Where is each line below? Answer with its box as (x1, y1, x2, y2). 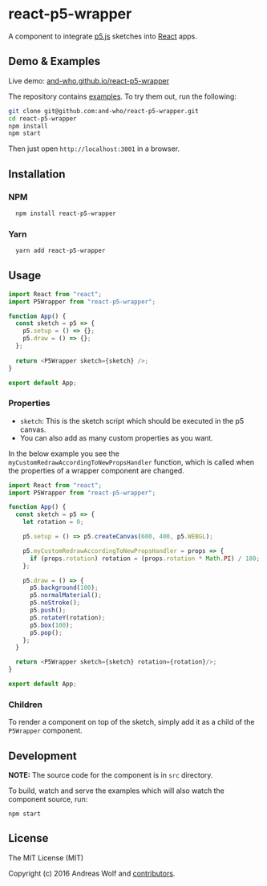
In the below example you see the (8, 449, 120, 458)
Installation (8, 167, 66, 181)
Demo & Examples (8, 55, 101, 68)
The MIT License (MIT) (8, 852, 84, 863)
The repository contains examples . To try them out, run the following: (8, 91, 237, 101)
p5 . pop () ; (29, 628, 63, 636)
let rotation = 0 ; (22, 518, 84, 526)
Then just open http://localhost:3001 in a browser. (8, 144, 180, 153)
